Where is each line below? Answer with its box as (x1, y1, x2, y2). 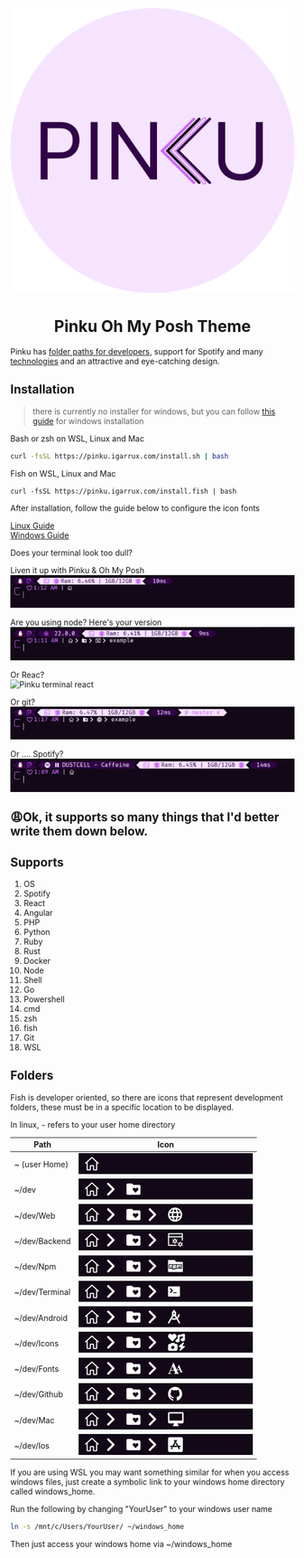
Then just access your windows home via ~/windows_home (10, 1538, 233, 1549)
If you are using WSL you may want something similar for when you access (10, 1467, 290, 1478)
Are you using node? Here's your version (10, 617, 162, 628)
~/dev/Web (14, 1210, 56, 1221)
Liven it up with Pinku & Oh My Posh (10, 564, 145, 575)
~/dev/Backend (14, 1235, 71, 1246)
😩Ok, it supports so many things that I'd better (10, 809, 280, 826)
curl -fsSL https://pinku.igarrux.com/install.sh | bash (10, 451, 229, 460)
